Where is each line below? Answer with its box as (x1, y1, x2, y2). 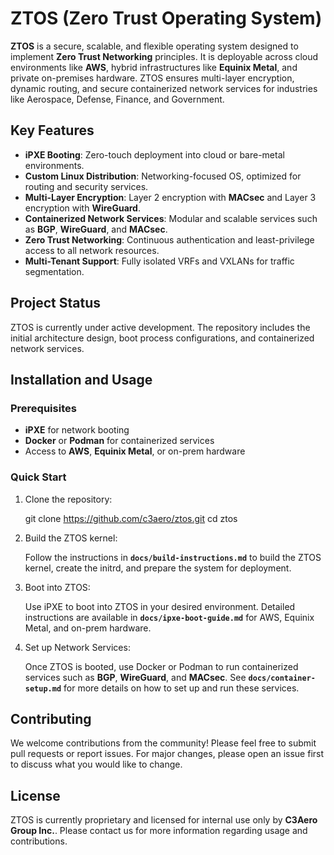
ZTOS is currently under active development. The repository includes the (10, 321, 311, 333)
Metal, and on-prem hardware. (24, 622, 152, 634)
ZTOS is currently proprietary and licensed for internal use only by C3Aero (10, 814, 318, 826)
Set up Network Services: (24, 641, 131, 653)
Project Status (10, 295, 102, 312)
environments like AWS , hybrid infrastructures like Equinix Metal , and (10, 61, 298, 73)
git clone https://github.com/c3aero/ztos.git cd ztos (24, 512, 238, 524)
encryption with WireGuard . (24, 202, 141, 214)
